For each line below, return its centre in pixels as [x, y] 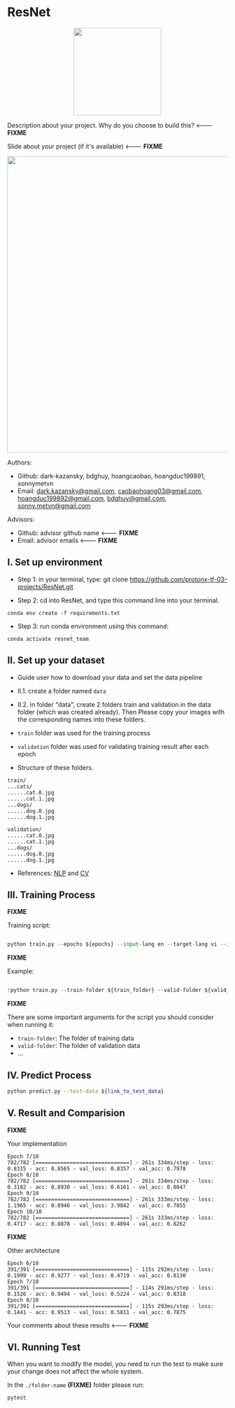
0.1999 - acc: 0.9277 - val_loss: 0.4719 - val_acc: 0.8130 [97, 1276]
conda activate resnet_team [48, 639]
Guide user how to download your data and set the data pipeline [110, 677]
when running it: [31, 1025]
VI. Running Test [44, 1347]
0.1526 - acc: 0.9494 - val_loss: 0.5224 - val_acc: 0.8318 [97, 1294]
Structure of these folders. [55, 767]
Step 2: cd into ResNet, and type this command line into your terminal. [118, 600]
